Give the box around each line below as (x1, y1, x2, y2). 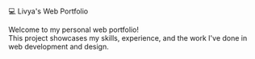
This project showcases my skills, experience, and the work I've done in (8, 33, 248, 42)
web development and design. (8, 42, 109, 51)
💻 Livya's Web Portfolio (8, 6, 89, 16)
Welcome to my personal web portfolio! (8, 25, 140, 34)
